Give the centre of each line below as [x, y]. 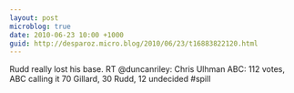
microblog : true [40, 26]
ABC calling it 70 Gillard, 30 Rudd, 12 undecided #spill [110, 79]
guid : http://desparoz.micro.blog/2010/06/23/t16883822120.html [134, 43]
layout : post [34, 18]
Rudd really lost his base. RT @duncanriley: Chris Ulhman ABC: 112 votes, [147, 69]
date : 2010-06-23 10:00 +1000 [67, 35]
